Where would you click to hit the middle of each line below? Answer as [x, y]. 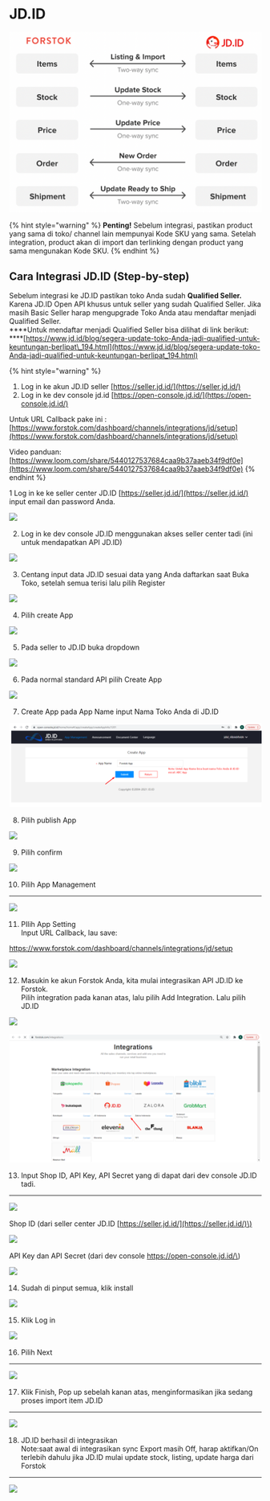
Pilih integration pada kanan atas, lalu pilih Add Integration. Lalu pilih [133, 998]
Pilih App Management [58, 884]
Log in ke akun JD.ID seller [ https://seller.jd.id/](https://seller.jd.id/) [131, 387]
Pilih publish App [48, 820]
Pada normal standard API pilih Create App [91, 679]
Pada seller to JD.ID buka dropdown [80, 647]
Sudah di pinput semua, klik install [77, 1288]
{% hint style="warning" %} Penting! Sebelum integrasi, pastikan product [131, 225]
